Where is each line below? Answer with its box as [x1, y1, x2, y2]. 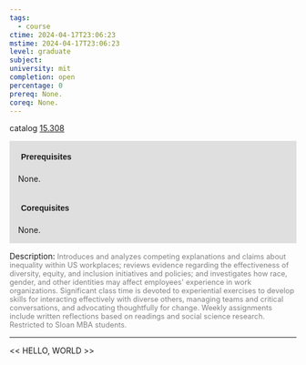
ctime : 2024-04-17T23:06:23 [9, 30, 117, 39]
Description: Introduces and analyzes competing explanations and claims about [9, 251, 287, 262]
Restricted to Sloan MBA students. [9, 320, 127, 330]
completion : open [9, 73, 76, 82]
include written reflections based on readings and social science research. [9, 311, 266, 321]
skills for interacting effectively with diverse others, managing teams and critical [9, 295, 284, 305]
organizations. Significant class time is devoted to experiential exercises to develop [9, 286, 295, 296]
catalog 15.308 [9, 123, 66, 134]
